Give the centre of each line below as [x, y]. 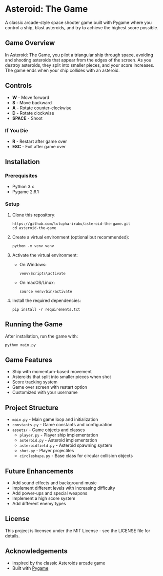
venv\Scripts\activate [42, 273]
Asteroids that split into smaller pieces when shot [61, 377]
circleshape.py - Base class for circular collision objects [76, 456]
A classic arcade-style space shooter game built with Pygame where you [79, 22]
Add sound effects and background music [54, 483]
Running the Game [34, 325]
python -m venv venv [33, 246]
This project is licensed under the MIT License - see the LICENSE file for [78, 531]
